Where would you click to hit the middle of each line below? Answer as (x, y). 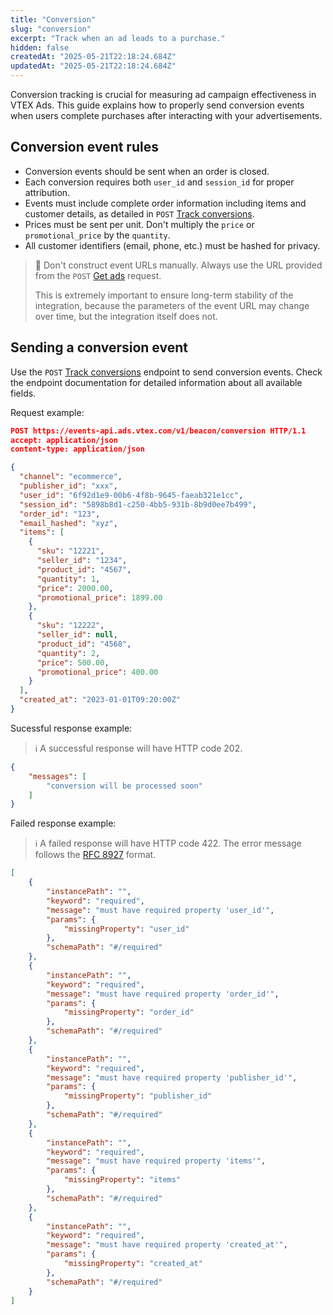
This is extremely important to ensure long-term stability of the (164, 295)
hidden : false (40, 47)
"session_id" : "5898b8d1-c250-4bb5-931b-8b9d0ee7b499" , (138, 504)
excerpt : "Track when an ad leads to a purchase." (118, 38)
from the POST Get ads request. (98, 275)
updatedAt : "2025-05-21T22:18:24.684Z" (93, 66)
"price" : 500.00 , (73, 662)
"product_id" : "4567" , (84, 569)
